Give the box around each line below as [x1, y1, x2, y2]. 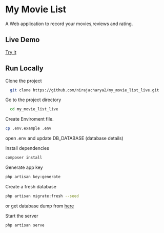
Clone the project [5, 77, 42, 84]
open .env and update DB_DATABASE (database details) [5, 135, 124, 142]
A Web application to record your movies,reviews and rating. [5, 21, 133, 27]
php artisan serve [5, 222, 45, 228]
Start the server [5, 212, 38, 219]
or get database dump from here [5, 203, 74, 209]
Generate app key [5, 164, 43, 170]
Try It [5, 49, 17, 55]
